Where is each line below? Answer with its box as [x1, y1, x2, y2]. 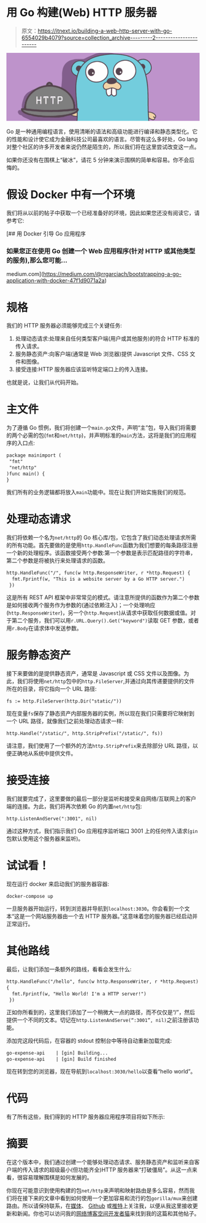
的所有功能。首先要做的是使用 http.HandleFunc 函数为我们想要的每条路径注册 [6, 541, 198, 549]
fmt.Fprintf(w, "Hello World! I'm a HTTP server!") [12, 991, 147, 997]
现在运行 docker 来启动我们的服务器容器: [6, 880, 109, 887]
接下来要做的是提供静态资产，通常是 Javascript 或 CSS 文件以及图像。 [6, 670, 184, 677]
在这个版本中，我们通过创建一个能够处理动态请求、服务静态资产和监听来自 [6, 1158, 194, 1165]
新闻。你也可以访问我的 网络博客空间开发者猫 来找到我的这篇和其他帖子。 [17, 1209, 200, 1217]
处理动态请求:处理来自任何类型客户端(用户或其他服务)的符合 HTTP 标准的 [15, 335, 200, 342]
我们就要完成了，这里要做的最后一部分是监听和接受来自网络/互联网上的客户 [6, 795, 197, 803]
